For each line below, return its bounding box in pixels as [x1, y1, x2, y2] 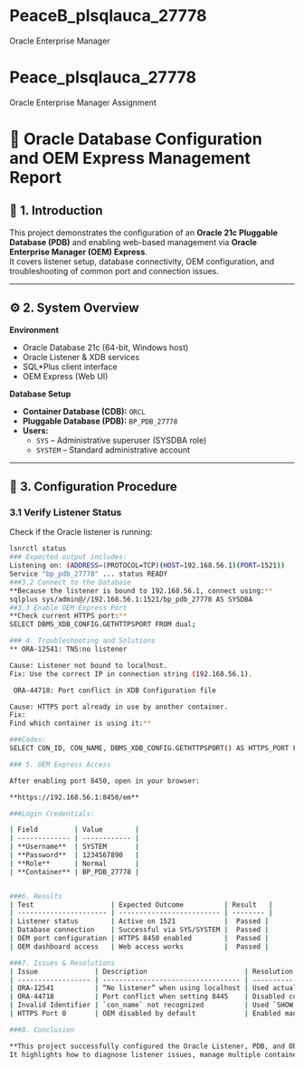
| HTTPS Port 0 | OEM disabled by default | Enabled [9, 1009, 281, 1018]
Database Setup [9, 388, 71, 399]
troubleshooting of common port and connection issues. [9, 265, 219, 276]
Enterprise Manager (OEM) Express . [9, 246, 147, 257]
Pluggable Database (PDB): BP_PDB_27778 [22, 415, 178, 426]
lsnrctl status [9, 544, 67, 553]
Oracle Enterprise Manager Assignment [9, 97, 157, 108]
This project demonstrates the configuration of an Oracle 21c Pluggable [9, 227, 279, 238]
